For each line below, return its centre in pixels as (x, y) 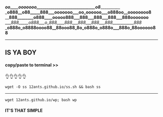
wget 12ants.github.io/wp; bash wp (41, 100)
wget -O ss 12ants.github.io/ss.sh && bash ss (53, 87)
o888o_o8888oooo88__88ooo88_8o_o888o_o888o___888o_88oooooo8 (81, 28)
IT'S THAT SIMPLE (24, 111)
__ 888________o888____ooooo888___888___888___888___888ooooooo (77, 17)
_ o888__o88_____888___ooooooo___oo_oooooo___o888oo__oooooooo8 (78, 12)
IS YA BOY (21, 53)
